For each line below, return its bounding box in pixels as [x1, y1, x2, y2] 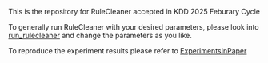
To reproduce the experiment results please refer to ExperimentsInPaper [8, 46, 247, 55]
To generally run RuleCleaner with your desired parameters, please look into [8, 22, 259, 31]
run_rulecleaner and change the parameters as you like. [8, 31, 192, 40]
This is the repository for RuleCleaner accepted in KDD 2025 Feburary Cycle [8, 7, 260, 16]
